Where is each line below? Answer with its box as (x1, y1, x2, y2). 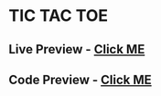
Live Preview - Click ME (8, 42, 145, 57)
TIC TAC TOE (8, 5, 109, 26)
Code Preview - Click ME (8, 72, 152, 87)
